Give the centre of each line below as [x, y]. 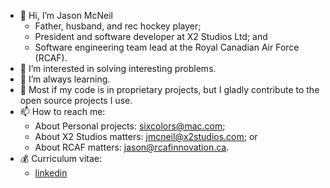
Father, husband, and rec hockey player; [118, 26]
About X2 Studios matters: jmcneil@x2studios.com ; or [146, 136]
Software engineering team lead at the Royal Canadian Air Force [167, 47]
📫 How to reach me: [62, 111]
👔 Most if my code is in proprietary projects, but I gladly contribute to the [169, 89]
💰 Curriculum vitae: [61, 158]
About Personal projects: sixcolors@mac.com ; [130, 126]
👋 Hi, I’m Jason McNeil [66, 15]
